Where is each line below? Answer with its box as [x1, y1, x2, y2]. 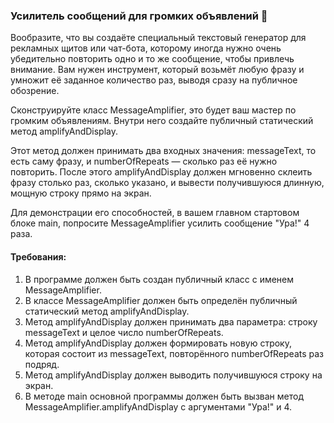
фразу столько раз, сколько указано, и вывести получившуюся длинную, [10, 177, 325, 189]
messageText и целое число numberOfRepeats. [24, 326, 224, 338]
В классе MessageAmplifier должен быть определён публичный [24, 294, 298, 306]
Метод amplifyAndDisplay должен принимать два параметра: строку [24, 315, 318, 328]
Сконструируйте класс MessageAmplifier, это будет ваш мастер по [10, 104, 297, 116]
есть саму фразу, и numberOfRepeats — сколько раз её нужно [10, 155, 278, 168]
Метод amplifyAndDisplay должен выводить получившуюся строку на [24, 369, 323, 381]
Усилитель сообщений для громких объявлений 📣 [10, 9, 268, 23]
